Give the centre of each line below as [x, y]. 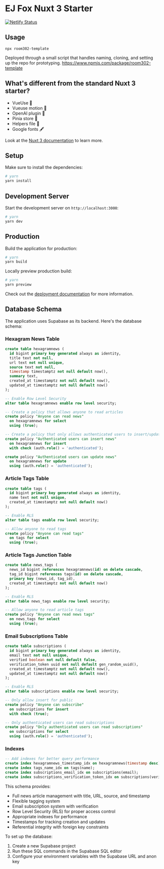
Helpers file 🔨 [26, 124]
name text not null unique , [38, 498]
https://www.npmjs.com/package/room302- [106, 63]
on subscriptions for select [39, 732]
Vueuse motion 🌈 [30, 108]
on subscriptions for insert [39, 709]
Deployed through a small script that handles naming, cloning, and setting [79, 58]
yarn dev [14, 221]
